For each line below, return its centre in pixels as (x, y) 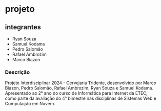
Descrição (18, 72)
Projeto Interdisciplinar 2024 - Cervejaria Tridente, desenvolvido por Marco (81, 83)
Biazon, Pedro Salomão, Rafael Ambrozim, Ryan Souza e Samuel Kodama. (79, 88)
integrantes (23, 27)
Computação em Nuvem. (30, 104)
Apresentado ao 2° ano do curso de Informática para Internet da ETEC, (76, 93)
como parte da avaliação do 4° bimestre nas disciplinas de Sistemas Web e (81, 98)
